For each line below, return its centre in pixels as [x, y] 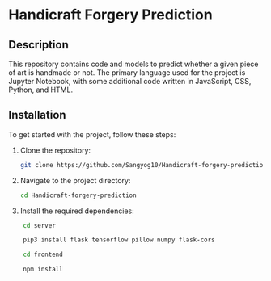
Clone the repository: [55, 150]
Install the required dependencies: [77, 211]
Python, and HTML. [41, 90]
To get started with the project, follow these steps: [92, 134]
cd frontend [43, 255]
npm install [43, 269]
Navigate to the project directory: [75, 180]
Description [38, 45]
